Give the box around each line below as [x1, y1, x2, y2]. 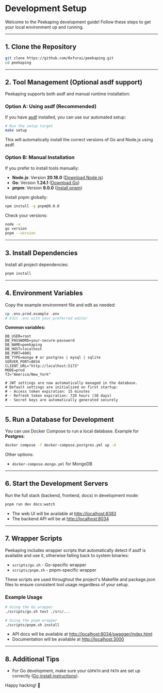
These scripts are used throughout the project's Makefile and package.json [5, 576, 156, 582]
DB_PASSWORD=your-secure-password [5, 338, 75, 343]
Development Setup [5, 3, 87, 14]
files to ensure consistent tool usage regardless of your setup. [5, 581, 130, 587]
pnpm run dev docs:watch [5, 502, 55, 507]
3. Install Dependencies [5, 248, 78, 257]
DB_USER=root [5, 334, 32, 339]
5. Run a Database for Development [5, 415, 114, 424]
